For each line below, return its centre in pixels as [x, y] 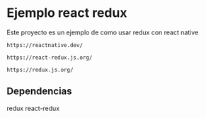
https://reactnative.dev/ [45, 45]
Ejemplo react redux [67, 13]
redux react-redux [33, 108]
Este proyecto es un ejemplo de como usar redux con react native [103, 32]
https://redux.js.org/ [40, 70]
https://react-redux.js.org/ [50, 58]
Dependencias [39, 92]
